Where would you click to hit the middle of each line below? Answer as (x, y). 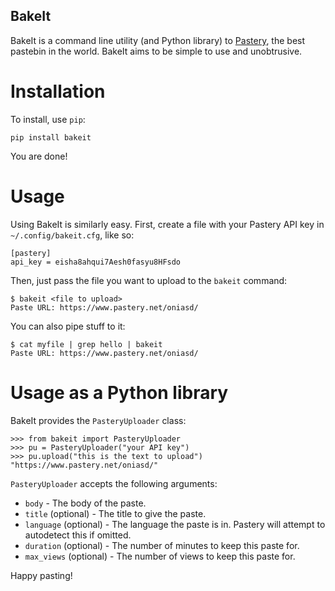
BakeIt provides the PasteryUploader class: (98, 420)
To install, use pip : (48, 119)
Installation (58, 91)
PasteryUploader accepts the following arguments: (114, 483)
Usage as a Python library (119, 392)
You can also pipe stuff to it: (68, 326)
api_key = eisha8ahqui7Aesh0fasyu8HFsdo (96, 262)
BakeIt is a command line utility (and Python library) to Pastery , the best (158, 40)
